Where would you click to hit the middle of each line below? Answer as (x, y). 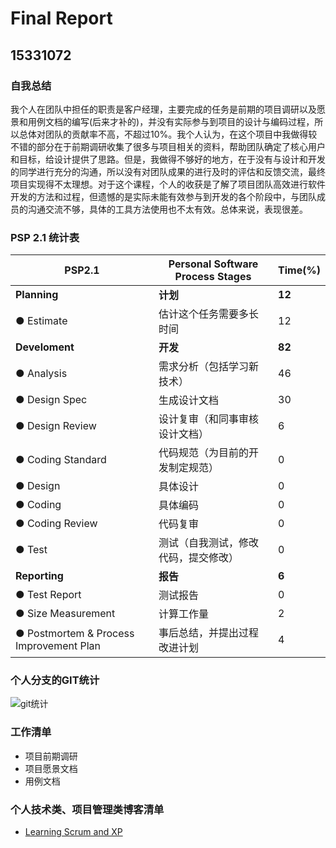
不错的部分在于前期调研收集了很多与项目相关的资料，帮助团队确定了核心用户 (168, 146)
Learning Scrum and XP (73, 832)
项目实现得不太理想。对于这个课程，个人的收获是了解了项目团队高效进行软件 (168, 184)
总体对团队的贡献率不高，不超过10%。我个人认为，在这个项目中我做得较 (168, 134)
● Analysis (41, 374)
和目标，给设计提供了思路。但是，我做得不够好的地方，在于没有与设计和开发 (168, 159)
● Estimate (41, 321)
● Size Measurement (65, 614)
